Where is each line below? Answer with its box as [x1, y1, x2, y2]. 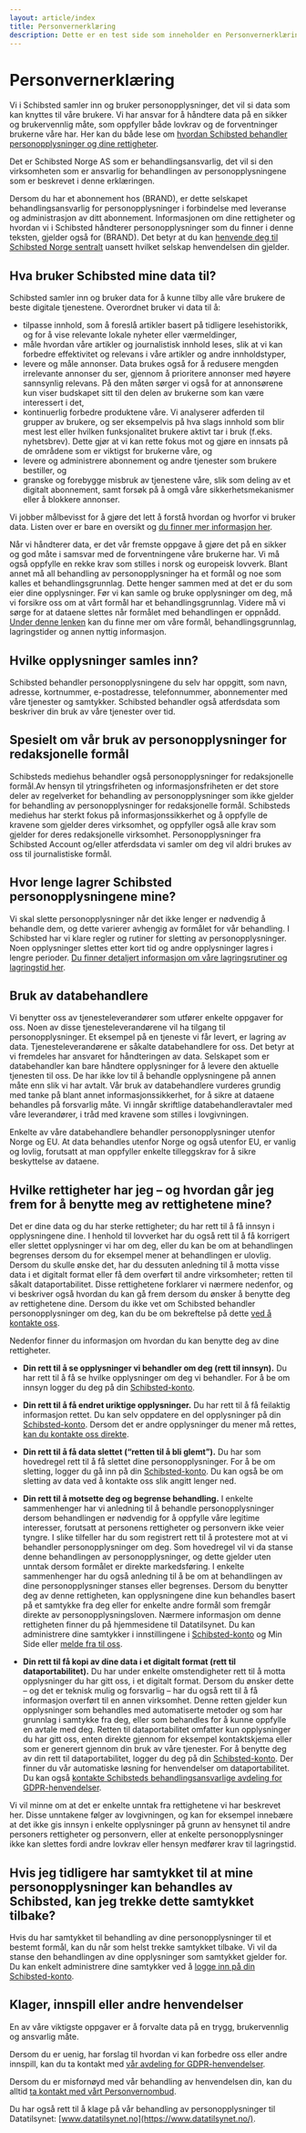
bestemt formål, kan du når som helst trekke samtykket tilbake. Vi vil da [9, 1941, 278, 1952]
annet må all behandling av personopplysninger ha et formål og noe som [9, 568, 282, 579]
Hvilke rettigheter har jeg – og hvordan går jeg [9, 1182, 275, 1197]
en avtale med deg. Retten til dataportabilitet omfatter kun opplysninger [22, 1724, 291, 1735]
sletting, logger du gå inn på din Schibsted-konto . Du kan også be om [22, 1465, 284, 1477]
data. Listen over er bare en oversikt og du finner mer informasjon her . [9, 522, 273, 533]
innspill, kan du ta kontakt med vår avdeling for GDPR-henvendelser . [9, 2058, 266, 2069]
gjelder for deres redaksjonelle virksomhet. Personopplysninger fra [9, 829, 261, 840]
